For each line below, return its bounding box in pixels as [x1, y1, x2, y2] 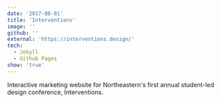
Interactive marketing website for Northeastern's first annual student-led [7, 80, 215, 88]
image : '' [7, 23, 36, 30]
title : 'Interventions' [7, 17, 76, 24]
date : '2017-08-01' [7, 10, 64, 17]
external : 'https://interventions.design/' [7, 36, 135, 43]
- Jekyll [13, 49, 39, 56]
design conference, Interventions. [7, 88, 104, 96]
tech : [7, 42, 23, 49]
